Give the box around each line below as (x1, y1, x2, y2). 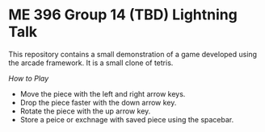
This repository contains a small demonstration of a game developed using (8, 49, 257, 59)
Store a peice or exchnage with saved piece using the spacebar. (19, 114, 234, 124)
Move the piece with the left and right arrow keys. (19, 89, 186, 98)
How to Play (8, 73, 49, 83)
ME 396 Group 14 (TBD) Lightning (8, 6, 238, 24)
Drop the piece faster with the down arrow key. (19, 97, 177, 107)
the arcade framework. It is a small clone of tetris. (8, 58, 174, 68)
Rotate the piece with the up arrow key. (19, 106, 151, 116)
